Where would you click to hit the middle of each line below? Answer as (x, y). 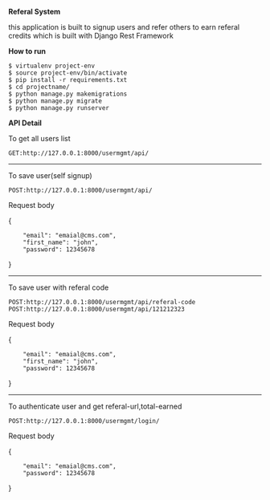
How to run (27, 51)
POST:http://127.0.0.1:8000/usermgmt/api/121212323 (96, 309)
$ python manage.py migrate (55, 101)
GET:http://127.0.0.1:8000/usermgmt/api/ (79, 153)
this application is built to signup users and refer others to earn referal (124, 27)
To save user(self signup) (50, 175)
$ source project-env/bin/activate (68, 73)
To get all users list (39, 138)
